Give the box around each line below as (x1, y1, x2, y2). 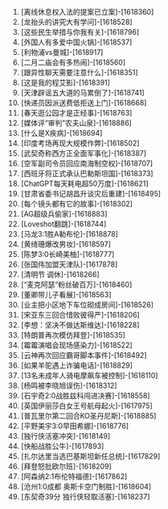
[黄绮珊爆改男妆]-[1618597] (20, 239, 112, 249)
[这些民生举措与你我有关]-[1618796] (20, 27, 140, 36)
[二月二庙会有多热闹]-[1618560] (20, 57, 126, 67)
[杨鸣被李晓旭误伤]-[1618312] (20, 381, 117, 390)
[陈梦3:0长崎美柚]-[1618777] (20, 250, 115, 259)
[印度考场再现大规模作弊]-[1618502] (20, 138, 140, 148)
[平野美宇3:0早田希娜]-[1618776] (20, 421, 129, 431)
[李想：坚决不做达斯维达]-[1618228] (20, 320, 140, 330)
